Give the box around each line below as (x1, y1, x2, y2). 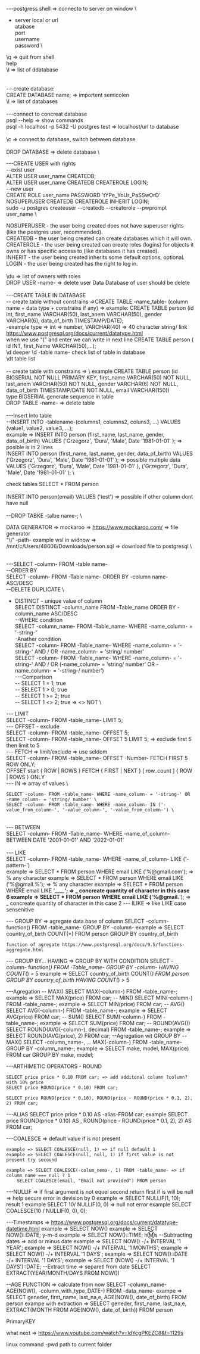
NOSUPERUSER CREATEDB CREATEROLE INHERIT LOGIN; (6, 198, 150, 205)
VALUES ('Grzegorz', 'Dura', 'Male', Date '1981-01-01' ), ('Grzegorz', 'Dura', (6, 463, 189, 469)
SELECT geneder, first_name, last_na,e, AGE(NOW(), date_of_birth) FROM (6, 1294, 187, 1300)
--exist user (6, 166, 35, 173)
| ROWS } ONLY (6, 774, 45, 780)
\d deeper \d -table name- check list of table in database (6, 348, 146, 356)
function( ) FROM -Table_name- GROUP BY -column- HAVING (27, 964, 179, 970)
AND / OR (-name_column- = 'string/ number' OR (34, 661, 155, 668)
